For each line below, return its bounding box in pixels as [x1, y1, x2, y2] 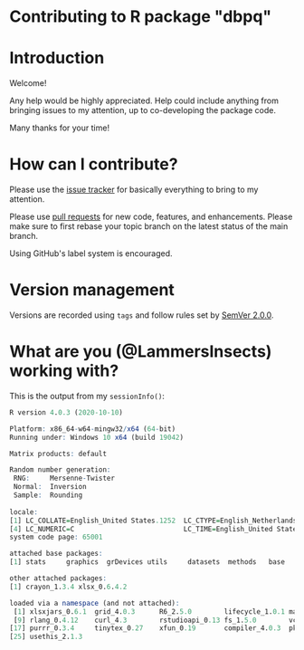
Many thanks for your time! [9, 122, 110, 133]
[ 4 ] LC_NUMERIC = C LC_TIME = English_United [9, 524, 273, 533]
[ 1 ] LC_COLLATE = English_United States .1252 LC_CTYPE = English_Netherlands [9, 516, 298, 525]
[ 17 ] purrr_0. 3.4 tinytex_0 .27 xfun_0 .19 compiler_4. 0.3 [9, 624, 281, 633]
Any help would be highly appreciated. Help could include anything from [9, 95, 279, 106]
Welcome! [9, 78, 47, 89]
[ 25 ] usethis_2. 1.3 [9, 632, 83, 642]
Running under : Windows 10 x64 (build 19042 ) [9, 433, 184, 442]
